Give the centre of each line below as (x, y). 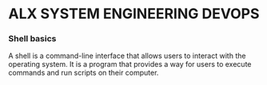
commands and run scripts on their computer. (84, 73)
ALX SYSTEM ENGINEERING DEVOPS (134, 14)
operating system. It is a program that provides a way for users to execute (130, 64)
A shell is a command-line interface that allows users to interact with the (127, 56)
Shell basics (32, 39)
